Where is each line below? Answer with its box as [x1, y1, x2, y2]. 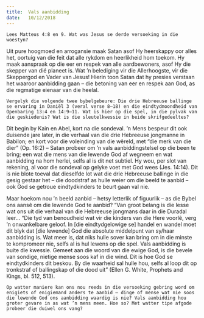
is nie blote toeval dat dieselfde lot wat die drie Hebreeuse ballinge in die [6, 170, 189, 177]
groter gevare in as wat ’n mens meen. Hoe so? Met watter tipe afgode [6, 300, 192, 306]
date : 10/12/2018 [6, 15, 56, 21]
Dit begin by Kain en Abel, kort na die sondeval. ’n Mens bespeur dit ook [6, 124, 188, 132]
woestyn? [6, 37, 29, 43]
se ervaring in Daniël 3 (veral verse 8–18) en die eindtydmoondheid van [6, 103, 198, 110]
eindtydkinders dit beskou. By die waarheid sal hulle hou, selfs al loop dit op [6, 260, 197, 267]
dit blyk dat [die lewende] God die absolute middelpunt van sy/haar [6, 227, 175, 235]
